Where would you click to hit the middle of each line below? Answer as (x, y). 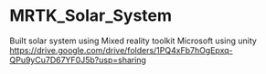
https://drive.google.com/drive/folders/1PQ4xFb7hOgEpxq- (121, 50)
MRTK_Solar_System (90, 16)
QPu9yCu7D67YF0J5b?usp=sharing (78, 60)
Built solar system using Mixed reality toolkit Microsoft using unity (133, 41)
